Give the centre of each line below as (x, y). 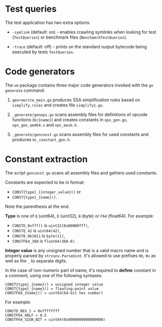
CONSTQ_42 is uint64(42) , (36, 230)
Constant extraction (46, 159)
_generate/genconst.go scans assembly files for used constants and (80, 134)
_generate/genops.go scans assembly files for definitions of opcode (80, 114)
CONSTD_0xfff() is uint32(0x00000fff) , (50, 225)
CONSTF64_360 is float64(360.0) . (44, 241)
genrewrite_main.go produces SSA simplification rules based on (76, 100)
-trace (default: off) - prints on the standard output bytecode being (80, 46)
